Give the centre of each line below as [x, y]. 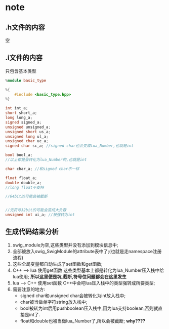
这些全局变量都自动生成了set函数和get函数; [57, 264]
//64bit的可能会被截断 [27, 196]
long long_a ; [19, 118]
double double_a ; [24, 183]
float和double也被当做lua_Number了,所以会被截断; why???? [83, 321]
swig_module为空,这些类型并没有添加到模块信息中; [65, 245]
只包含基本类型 [21, 71]
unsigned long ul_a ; [27, 136]
